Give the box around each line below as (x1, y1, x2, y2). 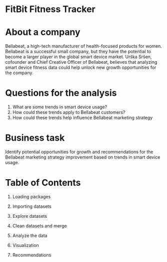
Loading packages (12, 193, 51, 199)
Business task (5, 132, 65, 144)
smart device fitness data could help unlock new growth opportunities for (5, 64, 156, 71)
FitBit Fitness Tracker (5, 4, 96, 15)
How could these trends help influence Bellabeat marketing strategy (12, 114, 153, 121)
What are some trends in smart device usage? (12, 104, 107, 110)
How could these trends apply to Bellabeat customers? (12, 109, 125, 115)
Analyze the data (12, 232, 47, 238)
